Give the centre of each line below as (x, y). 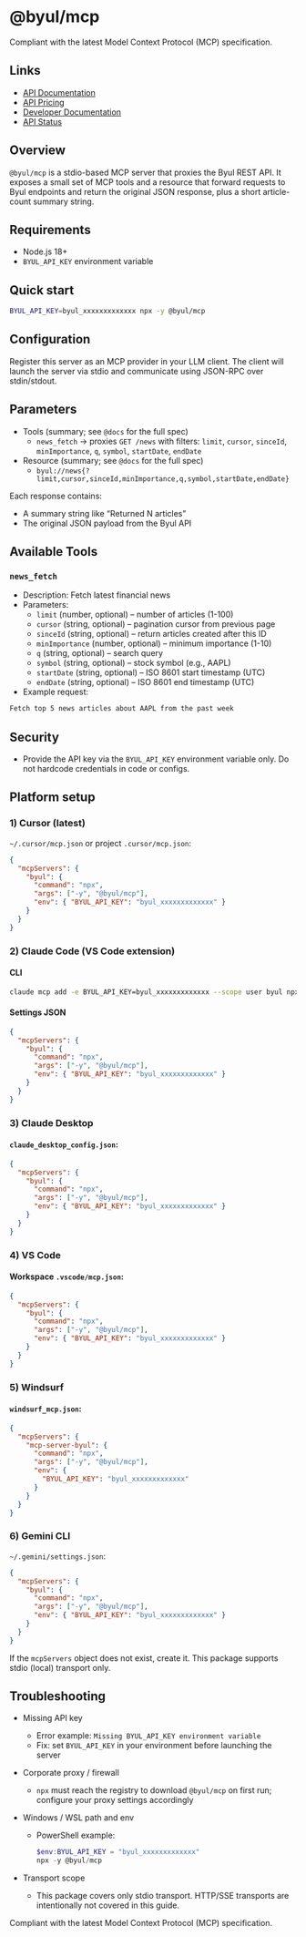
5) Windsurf (36, 1387)
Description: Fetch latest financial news (97, 595)
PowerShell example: (76, 1835)
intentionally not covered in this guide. (108, 1905)
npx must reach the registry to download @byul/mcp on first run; (154, 1790)
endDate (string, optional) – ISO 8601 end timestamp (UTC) (145, 682)
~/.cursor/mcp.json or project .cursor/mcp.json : (101, 843)
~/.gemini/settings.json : (58, 1556)
